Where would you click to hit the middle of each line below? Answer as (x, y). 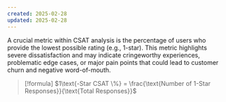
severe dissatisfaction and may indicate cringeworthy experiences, (104, 55)
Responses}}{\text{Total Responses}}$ (80, 91)
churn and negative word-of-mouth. (59, 70)
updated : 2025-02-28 (37, 20)
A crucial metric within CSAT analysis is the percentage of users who (107, 40)
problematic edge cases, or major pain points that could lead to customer (113, 62)
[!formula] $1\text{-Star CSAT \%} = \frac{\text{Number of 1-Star (118, 83)
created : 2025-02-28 (37, 14)
